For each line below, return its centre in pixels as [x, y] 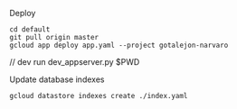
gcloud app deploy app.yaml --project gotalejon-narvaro [119, 45]
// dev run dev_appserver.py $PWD [75, 62]
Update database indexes [57, 79]
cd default [30, 30]
